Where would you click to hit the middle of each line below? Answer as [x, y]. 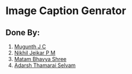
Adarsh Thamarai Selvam [45, 65]
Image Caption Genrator [66, 11]
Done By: [23, 33]
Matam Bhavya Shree [40, 59]
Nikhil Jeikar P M [35, 53]
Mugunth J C [30, 46]
